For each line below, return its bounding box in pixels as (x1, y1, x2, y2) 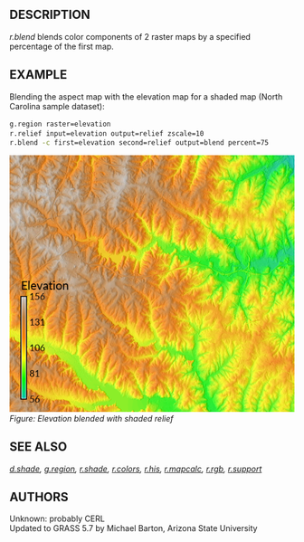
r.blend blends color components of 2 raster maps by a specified (9, 31, 252, 42)
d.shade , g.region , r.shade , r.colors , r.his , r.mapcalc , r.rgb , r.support (9, 463, 262, 474)
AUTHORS (9, 490, 70, 505)
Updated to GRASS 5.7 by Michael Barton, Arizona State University (9, 523, 258, 534)
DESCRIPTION (9, 7, 90, 23)
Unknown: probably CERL (9, 513, 106, 524)
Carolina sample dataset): (9, 100, 106, 111)
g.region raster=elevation (9, 119, 111, 128)
